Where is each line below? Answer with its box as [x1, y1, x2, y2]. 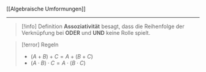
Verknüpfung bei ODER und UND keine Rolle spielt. [21, 29, 151, 36]
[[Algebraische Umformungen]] [6, 5, 86, 12]
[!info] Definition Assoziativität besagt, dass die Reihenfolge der [21, 23, 185, 30]
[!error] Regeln [21, 41, 59, 48]
